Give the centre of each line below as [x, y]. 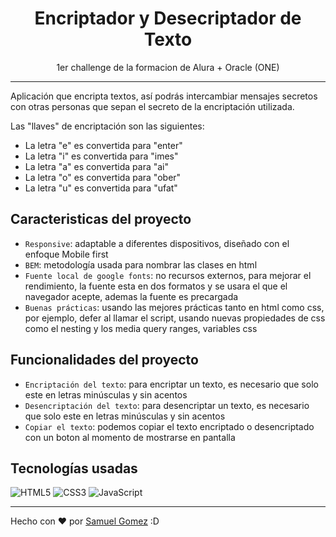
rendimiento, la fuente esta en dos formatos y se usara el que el [156, 286]
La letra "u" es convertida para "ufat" [101, 188]
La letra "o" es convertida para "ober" [103, 177]
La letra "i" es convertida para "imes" [101, 156]
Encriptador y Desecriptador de [168, 18]
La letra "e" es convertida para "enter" [103, 145]
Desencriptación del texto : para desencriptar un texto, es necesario [167, 405]
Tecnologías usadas [74, 468]
